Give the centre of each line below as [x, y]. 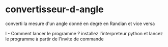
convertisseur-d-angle [54, 9]
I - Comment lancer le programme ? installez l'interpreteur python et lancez [84, 33]
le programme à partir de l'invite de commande [54, 39]
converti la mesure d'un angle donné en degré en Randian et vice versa [80, 24]
